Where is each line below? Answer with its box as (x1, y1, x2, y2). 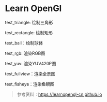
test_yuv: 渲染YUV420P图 (5, 60, 57, 66)
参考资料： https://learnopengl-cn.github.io (16, 91, 103, 97)
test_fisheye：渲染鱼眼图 (5, 81, 55, 87)
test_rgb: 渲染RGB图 (5, 50, 46, 56)
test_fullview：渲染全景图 (5, 71, 56, 76)
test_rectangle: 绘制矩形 (5, 29, 53, 35)
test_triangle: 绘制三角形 (5, 19, 53, 25)
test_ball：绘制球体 (5, 40, 43, 46)
